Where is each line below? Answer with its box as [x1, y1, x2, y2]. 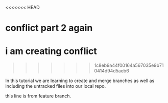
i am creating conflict [5, 45, 97, 57]
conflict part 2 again [5, 22, 93, 34]
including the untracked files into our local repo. [5, 83, 106, 89]
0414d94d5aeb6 [94, 68, 129, 74]
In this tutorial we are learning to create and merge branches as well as [5, 78, 155, 84]
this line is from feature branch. [5, 93, 71, 99]
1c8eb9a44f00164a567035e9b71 [94, 62, 164, 68]
